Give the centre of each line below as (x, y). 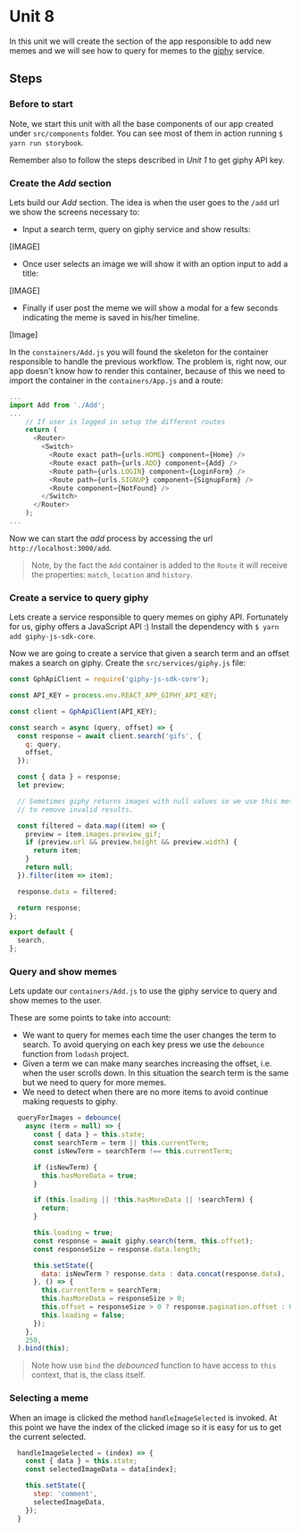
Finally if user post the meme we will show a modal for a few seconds (150, 308)
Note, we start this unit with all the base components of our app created (142, 123)
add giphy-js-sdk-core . (53, 637)
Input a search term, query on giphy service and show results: (137, 229)
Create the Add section (60, 183)
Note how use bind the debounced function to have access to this (154, 1365)
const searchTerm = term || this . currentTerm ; (121, 1143)
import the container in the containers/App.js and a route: (116, 380)
